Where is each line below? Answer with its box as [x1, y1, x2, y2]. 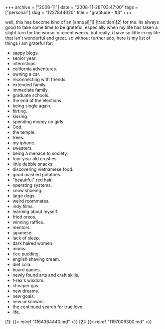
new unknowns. [12, 299, 45, 304]
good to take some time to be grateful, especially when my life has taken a [5, 24, 158, 30]
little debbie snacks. [12, 161, 54, 167]
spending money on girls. [12, 119, 65, 124]
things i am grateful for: [5, 40, 53, 46]
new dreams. [12, 288, 39, 294]
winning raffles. [12, 219, 45, 225]
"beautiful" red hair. [12, 177, 53, 183]
